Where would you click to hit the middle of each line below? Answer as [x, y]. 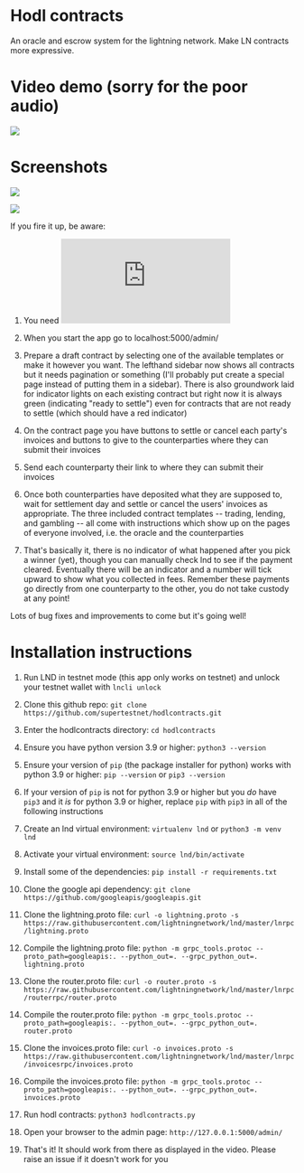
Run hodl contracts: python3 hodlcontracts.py [109, 1114]
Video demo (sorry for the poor [129, 87]
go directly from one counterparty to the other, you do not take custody [156, 588]
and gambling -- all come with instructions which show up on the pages [157, 523]
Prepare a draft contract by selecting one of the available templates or [153, 355]
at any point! [46, 598]
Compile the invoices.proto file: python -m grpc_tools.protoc [137, 1081]
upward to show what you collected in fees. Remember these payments [156, 578]
